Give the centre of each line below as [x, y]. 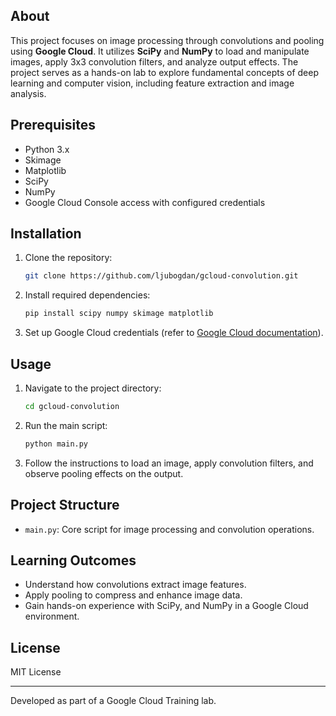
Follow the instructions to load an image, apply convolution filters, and [169, 463]
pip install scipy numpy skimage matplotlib [119, 314]
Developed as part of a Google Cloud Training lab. [113, 701]
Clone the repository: [68, 258]
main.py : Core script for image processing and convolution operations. [169, 529]
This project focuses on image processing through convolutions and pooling [167, 40]
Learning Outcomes [73, 560]
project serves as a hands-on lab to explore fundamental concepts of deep [164, 72]
